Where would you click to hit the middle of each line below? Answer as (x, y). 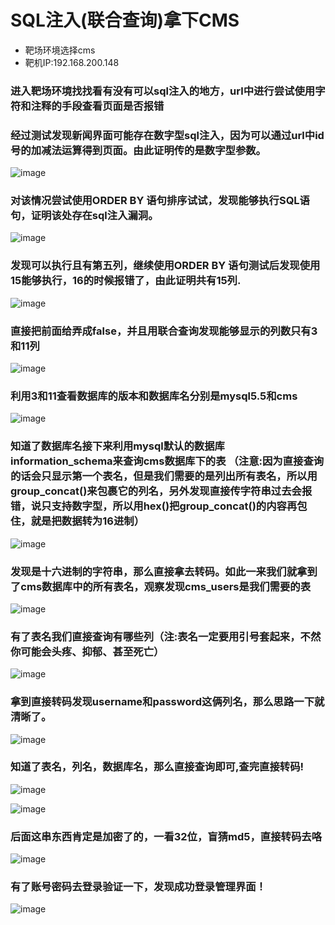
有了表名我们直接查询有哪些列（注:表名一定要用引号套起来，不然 (166, 636)
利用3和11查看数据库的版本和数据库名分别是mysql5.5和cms (154, 396)
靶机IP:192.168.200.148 (72, 62)
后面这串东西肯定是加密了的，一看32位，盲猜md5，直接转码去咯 (166, 836)
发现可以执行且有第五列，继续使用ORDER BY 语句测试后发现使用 (165, 266)
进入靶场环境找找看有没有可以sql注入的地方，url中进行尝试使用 (163, 91)
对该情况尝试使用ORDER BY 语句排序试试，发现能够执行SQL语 (160, 201)
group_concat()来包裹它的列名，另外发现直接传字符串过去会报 (161, 491)
